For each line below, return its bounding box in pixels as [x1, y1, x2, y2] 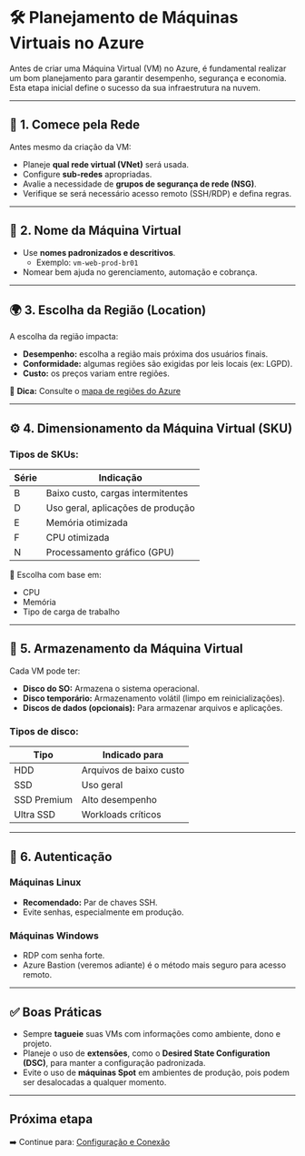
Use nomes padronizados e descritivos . [22, 247, 176, 258]
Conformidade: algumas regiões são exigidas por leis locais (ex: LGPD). [22, 359, 293, 370]
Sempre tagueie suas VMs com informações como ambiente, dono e [22, 1028, 281, 1039]
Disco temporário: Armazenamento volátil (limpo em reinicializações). [22, 693, 286, 704]
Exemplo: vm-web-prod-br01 [35, 257, 139, 268]
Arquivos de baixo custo [81, 764, 185, 776]
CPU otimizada [45, 532, 110, 544]
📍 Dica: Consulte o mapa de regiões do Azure [9, 386, 182, 397]
